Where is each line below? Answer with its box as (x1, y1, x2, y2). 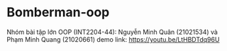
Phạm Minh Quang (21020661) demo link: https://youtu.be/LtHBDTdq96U (6, 35, 220, 43)
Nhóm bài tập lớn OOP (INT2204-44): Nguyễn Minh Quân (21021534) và (6, 28, 218, 36)
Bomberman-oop (6, 4, 110, 21)
